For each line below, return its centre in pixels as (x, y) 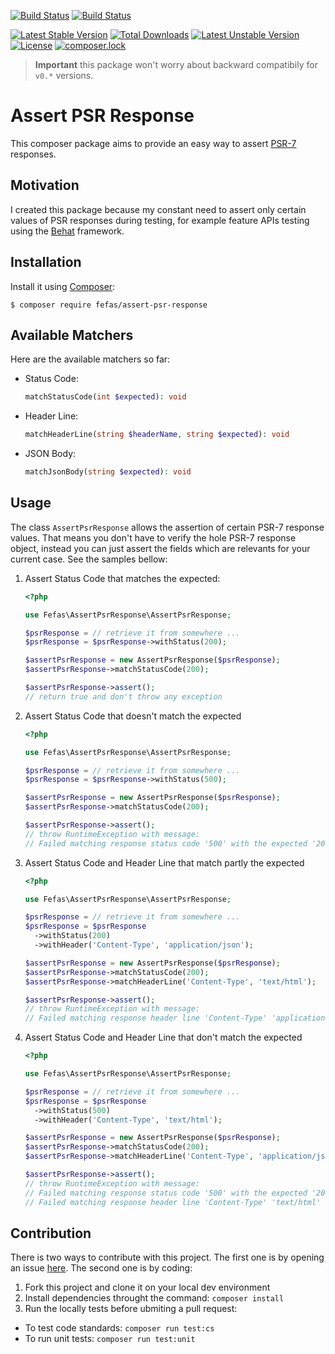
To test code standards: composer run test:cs (119, 1328)
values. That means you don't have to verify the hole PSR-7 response (153, 537)
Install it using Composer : (63, 286)
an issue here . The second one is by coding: (101, 1268)
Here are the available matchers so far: (90, 359)
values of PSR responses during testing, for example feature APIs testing (160, 220)
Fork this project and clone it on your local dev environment (147, 1287)
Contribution (51, 1233)
